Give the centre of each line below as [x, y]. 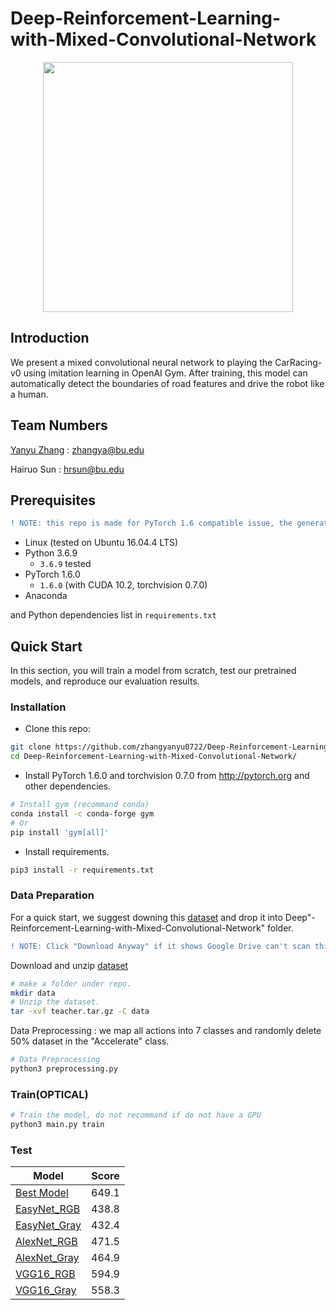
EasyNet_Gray [48, 1225]
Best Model [42, 1193]
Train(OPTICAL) [49, 1094]
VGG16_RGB [45, 1274]
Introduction [50, 338]
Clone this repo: [57, 729]
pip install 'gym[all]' [60, 832]
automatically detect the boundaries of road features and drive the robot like [167, 383]
